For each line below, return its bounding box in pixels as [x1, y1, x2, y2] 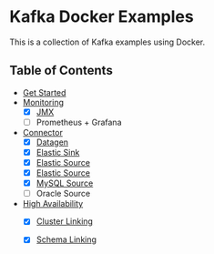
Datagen [36, 137, 69, 147]
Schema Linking [36, 234, 97, 245]
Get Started [22, 86, 66, 97]
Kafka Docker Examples [9, 6, 194, 27]
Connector [22, 127, 64, 137]
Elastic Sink [36, 147, 80, 157]
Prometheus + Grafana [36, 117, 122, 127]
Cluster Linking [36, 216, 94, 227]
